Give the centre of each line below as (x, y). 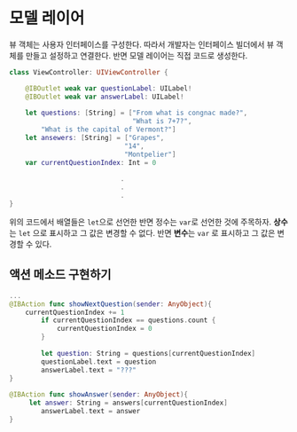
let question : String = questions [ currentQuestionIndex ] (148, 353)
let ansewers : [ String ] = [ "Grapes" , (95, 138)
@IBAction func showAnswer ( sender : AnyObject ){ (99, 395)
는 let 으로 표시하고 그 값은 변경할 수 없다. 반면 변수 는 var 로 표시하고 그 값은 (142, 232)
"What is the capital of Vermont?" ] (109, 130)
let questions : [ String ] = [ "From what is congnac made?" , (137, 113)
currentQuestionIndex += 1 (75, 312)
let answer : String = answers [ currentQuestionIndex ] (128, 403)
